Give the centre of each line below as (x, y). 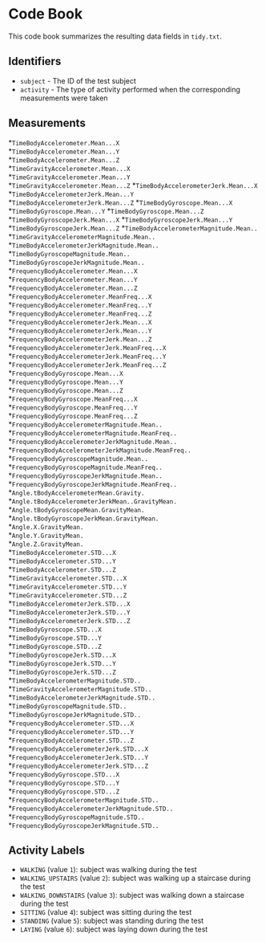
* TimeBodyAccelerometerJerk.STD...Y (69, 612)
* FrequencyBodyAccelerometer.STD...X (71, 723)
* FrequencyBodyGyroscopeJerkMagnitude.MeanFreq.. (93, 483)
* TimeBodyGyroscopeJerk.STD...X (62, 655)
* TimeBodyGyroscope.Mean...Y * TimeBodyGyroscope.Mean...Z (106, 210)
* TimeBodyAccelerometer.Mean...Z (64, 159)
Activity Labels (47, 850)
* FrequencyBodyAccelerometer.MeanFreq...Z (80, 313)
